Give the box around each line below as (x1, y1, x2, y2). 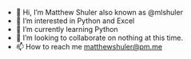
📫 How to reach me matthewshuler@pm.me (15, 42, 162, 51)
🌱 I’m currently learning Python (15, 25, 118, 33)
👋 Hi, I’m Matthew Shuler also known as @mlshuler (15, 8, 184, 17)
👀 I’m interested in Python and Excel (15, 16, 135, 26)
